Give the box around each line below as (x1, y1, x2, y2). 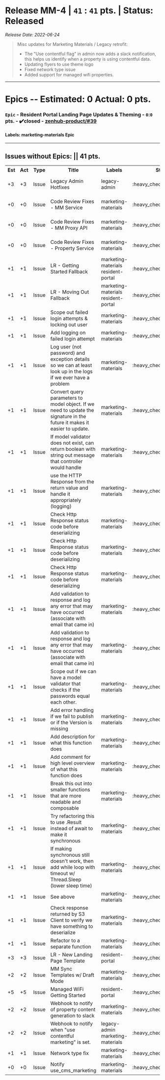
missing (50, 725, 69, 732)
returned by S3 (50, 911, 85, 917)
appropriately (50, 497, 82, 504)
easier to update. (50, 425, 89, 432)
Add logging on (50, 329, 86, 336)
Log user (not (50, 343, 82, 350)
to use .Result (50, 819, 82, 826)
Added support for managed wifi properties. (24, 71, 114, 77)
